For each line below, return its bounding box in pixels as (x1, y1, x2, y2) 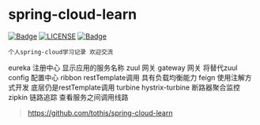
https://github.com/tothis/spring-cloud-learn (27, 108, 173, 117)
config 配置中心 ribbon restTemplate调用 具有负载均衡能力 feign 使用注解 (8, 72, 245, 82)
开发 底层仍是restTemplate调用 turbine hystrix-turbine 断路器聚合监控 (14, 83, 241, 92)
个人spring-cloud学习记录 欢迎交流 (8, 48, 113, 56)
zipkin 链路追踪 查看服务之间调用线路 (8, 92, 129, 101)
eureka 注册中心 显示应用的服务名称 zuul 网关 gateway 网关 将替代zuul (8, 63, 238, 72)
